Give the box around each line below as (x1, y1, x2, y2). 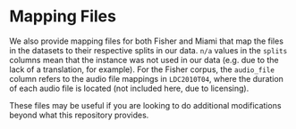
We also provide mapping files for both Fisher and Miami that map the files (9, 36, 284, 46)
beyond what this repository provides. (9, 109, 149, 120)
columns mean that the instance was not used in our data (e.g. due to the (9, 54, 279, 65)
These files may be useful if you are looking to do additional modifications (9, 100, 282, 110)
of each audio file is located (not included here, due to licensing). (9, 83, 249, 93)
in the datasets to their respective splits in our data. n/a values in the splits (9, 44, 288, 55)
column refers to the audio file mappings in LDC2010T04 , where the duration (9, 73, 284, 84)
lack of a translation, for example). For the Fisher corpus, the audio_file (9, 64, 275, 75)
